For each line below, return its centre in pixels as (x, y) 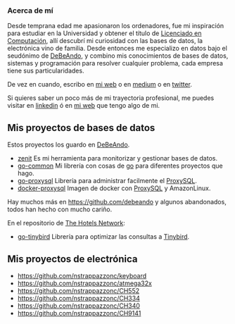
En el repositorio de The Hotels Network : (66, 223)
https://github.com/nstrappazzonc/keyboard (82, 275)
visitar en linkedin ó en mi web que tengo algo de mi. (84, 106)
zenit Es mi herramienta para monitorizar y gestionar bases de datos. (118, 158)
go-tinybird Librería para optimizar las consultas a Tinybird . (103, 237)
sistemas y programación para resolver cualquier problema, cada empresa (115, 63)
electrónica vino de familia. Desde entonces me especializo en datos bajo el (117, 49)
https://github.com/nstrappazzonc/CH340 (79, 306)
